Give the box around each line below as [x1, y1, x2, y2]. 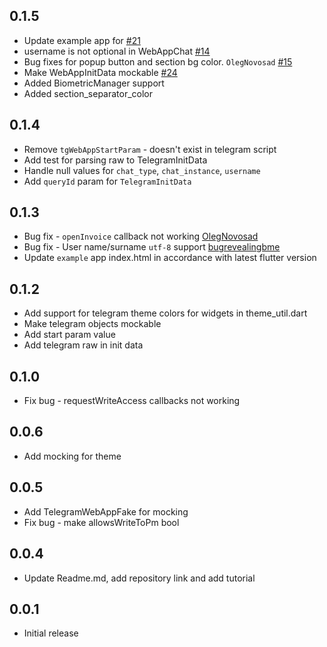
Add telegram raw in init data [23, 339, 144, 351]
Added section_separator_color [23, 87, 154, 99]
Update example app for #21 [23, 34, 141, 46]
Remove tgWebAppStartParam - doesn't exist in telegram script [23, 143, 277, 155]
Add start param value [23, 329, 116, 341]
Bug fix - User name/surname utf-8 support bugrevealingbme [23, 241, 281, 253]
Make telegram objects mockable [23, 318, 162, 330]
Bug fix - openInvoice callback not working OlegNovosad [23, 230, 259, 243]
